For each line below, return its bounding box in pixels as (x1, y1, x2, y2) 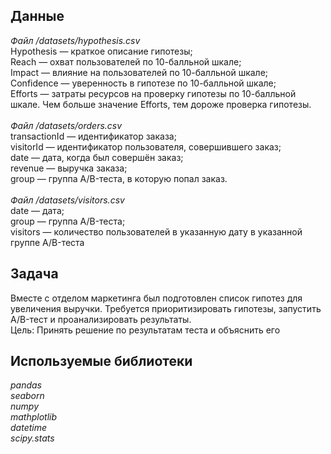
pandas (10, 379, 43, 391)
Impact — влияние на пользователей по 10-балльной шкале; (10, 66, 269, 78)
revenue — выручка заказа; (10, 162, 128, 174)
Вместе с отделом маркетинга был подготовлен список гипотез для (10, 292, 303, 304)
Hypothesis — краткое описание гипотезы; (10, 45, 193, 57)
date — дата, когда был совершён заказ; (10, 151, 184, 163)
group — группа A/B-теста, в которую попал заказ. (10, 172, 228, 184)
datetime (10, 422, 48, 434)
